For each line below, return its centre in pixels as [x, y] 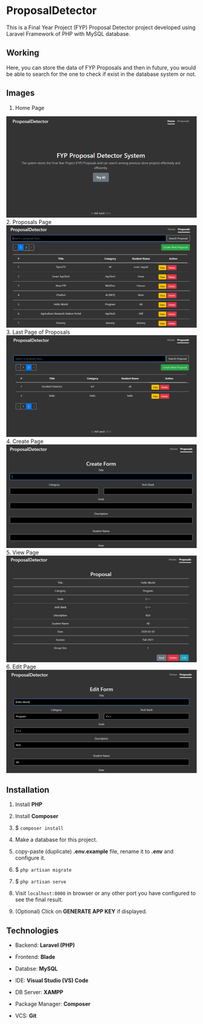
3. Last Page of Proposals [38, 332]
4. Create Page [25, 441]
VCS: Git [26, 1016]
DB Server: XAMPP [39, 992]
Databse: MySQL [36, 969]
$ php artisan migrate [43, 870]
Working [23, 53]
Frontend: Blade [35, 957]
